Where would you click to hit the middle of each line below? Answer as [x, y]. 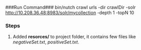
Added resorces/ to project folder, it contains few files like [74, 37]
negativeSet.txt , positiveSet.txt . [46, 42]
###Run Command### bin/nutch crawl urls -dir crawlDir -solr [70, 7]
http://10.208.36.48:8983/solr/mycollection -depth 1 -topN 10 [70, 13]
